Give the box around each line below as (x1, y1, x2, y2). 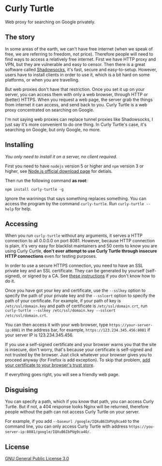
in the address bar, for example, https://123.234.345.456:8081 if (21, 327, 150, 333)
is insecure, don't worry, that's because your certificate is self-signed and (5, 347, 152, 352)
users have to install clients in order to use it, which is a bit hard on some (5, 71, 150, 78)
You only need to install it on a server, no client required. (5, 153, 118, 159)
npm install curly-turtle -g (5, 187, 64, 192)
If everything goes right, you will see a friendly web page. (5, 372, 120, 378)
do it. (5, 278, 15, 284)
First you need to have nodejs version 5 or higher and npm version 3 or (5, 163, 144, 169)
